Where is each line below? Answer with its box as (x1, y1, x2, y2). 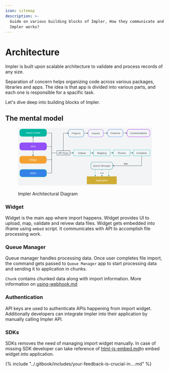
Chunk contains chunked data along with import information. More (5, 276, 142, 282)
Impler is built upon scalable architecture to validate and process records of (5, 63, 163, 69)
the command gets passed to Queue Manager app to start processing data (5, 261, 157, 267)
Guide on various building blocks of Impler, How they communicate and (10, 19, 164, 24)
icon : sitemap (5, 8, 35, 13)
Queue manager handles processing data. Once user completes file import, (5, 255, 162, 261)
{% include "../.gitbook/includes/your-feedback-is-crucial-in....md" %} (5, 360, 152, 367)
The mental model (5, 114, 64, 123)
